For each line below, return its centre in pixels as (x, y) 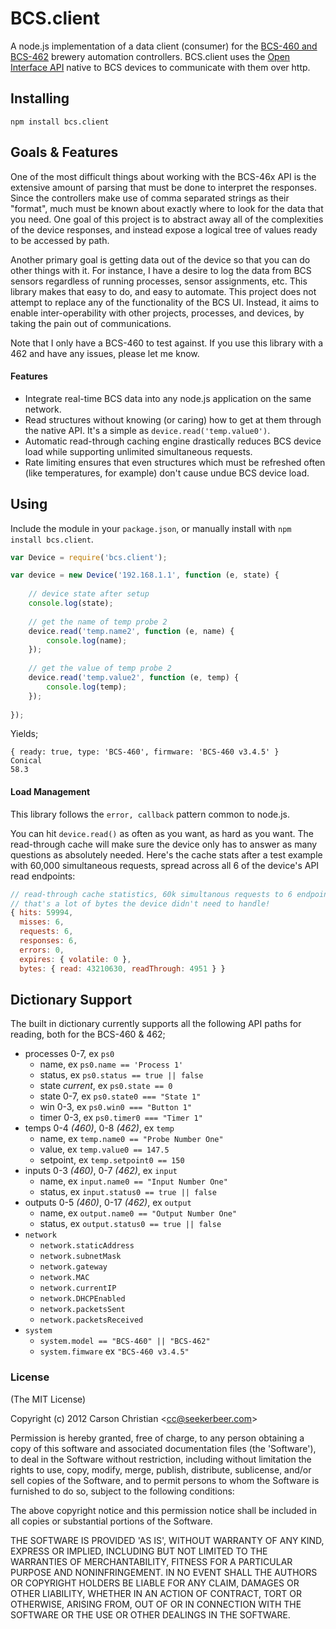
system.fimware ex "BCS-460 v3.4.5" (114, 1351)
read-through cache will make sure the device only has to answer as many (164, 844)
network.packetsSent (82, 1310)
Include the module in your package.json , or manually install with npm (151, 528)
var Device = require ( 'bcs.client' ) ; (89, 557)
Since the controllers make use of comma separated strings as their (150, 198)
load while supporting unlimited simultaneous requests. (138, 451)
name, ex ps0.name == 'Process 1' (111, 1064)
